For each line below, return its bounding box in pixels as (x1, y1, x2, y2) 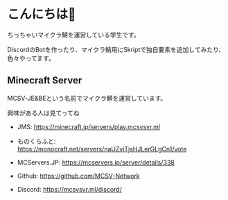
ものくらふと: (17, 137, 56, 145)
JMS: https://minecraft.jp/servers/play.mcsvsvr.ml (17, 122, 161, 131)
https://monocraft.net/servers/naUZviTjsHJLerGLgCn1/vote (17, 144, 187, 153)
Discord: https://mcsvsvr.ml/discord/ (17, 185, 123, 193)
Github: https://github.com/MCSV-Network (17, 172, 140, 180)
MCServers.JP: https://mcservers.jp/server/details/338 (17, 158, 175, 167)
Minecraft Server (7, 74, 82, 87)
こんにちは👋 (7, 6, 76, 22)
